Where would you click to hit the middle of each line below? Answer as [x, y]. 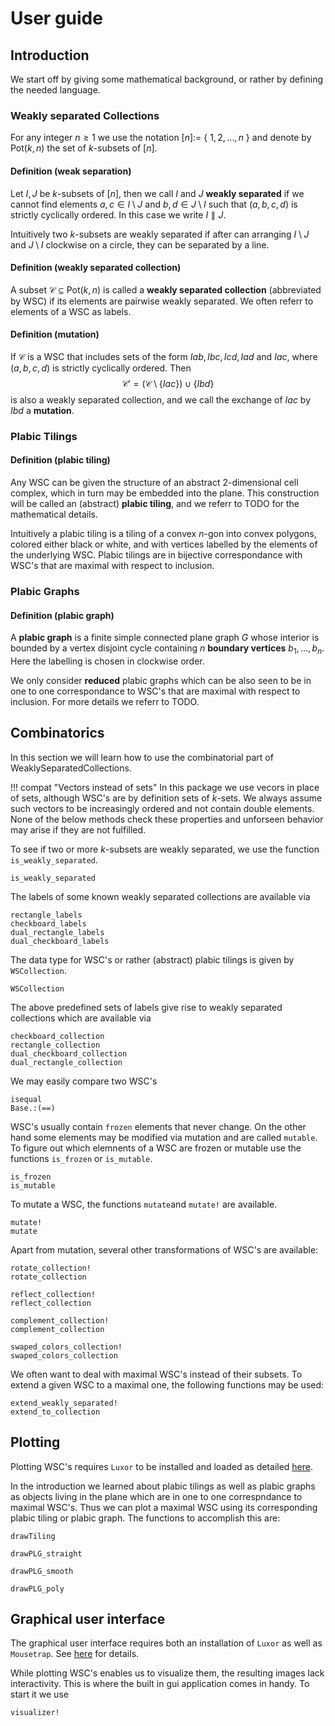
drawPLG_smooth [42, 1571]
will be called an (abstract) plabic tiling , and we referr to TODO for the [155, 504]
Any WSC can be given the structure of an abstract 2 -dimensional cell [154, 483]
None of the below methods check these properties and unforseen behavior [167, 819]
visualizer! [35, 1713]
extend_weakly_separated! [64, 1403]
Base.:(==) [33, 1108]
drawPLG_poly [37, 1588]
